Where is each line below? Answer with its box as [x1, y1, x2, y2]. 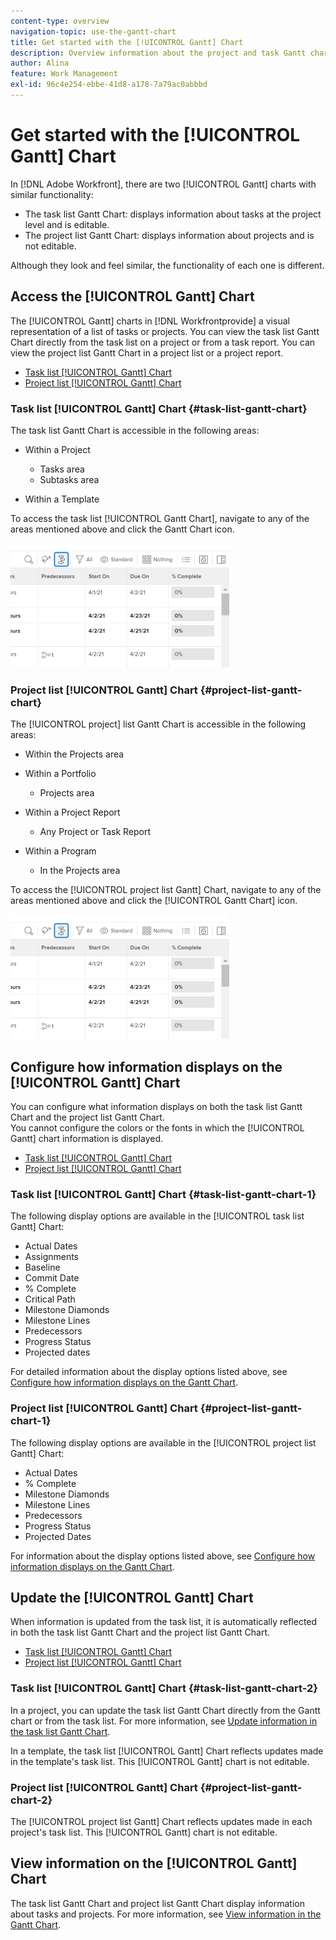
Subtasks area [39, 473, 100, 485]
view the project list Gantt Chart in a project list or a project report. [10, 346, 284, 359]
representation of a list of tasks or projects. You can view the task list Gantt [10, 325, 320, 337]
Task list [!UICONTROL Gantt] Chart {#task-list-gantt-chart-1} [10, 1187, 317, 1201]
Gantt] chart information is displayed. [10, 1133, 163, 1145]
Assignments [24, 1251, 80, 1263]
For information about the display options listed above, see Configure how [10, 1550, 316, 1562]
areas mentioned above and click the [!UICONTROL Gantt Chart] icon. [10, 895, 298, 907]
